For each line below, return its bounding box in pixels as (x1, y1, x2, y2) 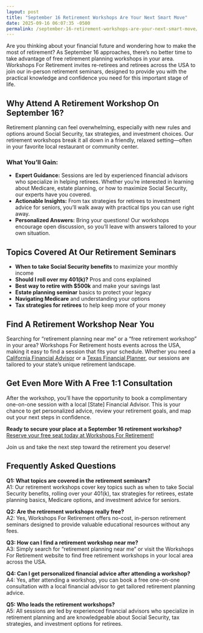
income (14, 269, 34, 277)
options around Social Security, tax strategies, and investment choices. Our (6, 130, 194, 138)
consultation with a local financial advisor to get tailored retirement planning (6, 582, 195, 590)
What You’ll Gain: (6, 158, 59, 166)
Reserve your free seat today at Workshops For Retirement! (6, 431, 154, 439)
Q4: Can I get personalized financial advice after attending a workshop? (6, 570, 190, 577)
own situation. (14, 230, 50, 237)
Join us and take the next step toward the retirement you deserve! (6, 443, 170, 451)
